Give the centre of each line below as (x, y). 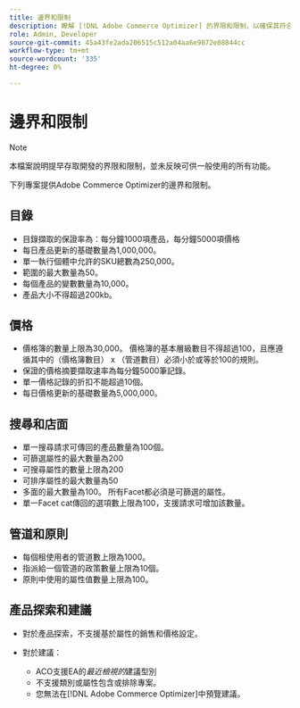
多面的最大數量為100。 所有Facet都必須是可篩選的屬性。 (126, 492)
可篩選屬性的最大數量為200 (72, 458)
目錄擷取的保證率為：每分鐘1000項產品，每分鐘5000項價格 (131, 238)
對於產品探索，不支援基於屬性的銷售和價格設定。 (112, 633)
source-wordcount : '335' (55, 59)
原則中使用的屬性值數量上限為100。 (87, 579)
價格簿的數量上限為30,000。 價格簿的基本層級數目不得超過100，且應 (149, 348)
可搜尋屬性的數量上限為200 (72, 470)
